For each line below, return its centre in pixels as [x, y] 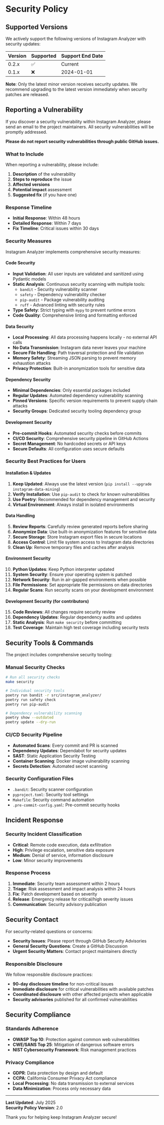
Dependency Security [28, 380]
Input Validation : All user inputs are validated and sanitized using [78, 274]
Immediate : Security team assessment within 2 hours [66, 884]
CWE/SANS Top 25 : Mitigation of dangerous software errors [73, 1045]
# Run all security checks [33, 677]
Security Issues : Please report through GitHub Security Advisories [80, 941]
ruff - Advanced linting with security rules [62, 305]
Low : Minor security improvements [47, 860]
